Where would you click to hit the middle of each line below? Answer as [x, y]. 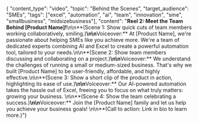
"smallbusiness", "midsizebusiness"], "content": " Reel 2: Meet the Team [95, 21]
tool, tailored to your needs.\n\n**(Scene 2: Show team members [86, 52]
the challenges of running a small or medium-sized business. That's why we [99, 65]
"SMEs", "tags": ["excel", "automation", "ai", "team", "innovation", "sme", [94, 15]
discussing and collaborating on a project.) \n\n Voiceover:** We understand [98, 59]
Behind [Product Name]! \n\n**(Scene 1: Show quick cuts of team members [99, 27]
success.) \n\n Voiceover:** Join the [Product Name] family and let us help [96, 102]
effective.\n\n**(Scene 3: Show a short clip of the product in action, [90, 77]
